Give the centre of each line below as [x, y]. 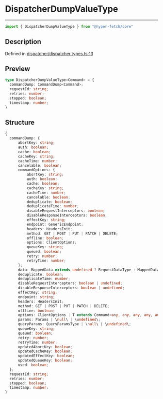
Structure [20, 122]
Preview [18, 69]
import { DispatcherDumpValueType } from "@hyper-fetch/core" [69, 26]
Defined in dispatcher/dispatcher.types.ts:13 [49, 53]
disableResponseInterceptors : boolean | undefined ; [71, 288]
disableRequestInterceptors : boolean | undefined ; [70, 283]
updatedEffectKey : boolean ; [46, 356]
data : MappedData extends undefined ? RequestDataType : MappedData [89, 270]
